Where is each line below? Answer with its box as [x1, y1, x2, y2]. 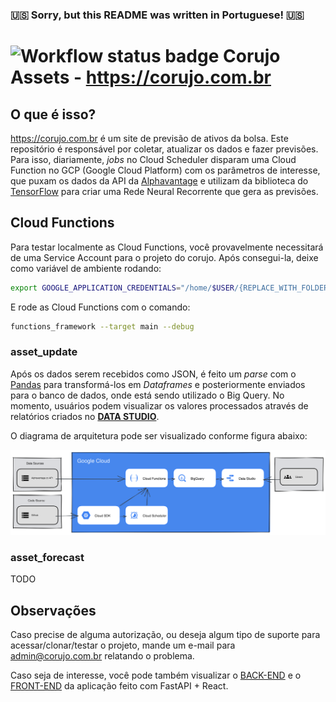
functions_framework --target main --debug [10, 321, 195, 332]
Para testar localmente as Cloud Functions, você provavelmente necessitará [10, 241, 324, 253]
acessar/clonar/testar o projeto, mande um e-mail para [10, 639, 236, 652]
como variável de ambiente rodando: [10, 262, 162, 274]
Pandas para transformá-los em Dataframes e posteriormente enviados [10, 378, 306, 390]
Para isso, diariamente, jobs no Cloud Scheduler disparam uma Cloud [10, 153, 297, 165]
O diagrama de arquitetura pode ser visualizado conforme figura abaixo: [10, 429, 308, 442]
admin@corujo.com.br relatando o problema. [10, 650, 195, 662]
